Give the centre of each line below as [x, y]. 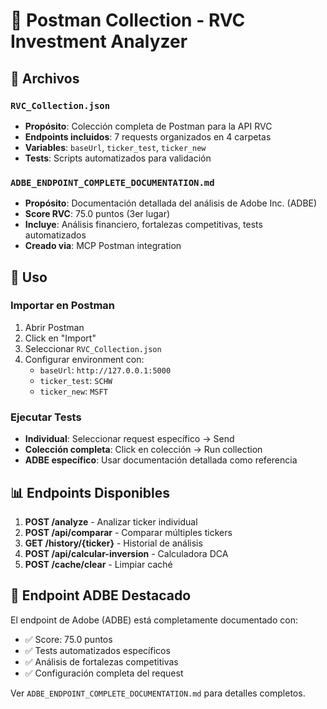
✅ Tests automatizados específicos [97, 650]
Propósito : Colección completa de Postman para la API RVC [148, 126]
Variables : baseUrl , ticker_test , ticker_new [115, 147]
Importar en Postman [63, 306]
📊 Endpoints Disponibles [90, 492]
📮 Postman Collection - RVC [128, 20]
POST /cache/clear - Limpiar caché [98, 564]
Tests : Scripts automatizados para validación [118, 158]
